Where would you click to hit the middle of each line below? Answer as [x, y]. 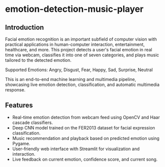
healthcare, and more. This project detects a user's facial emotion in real [79, 50]
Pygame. [21, 143]
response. [15, 90]
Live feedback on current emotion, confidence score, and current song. [85, 159]
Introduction [25, 27]
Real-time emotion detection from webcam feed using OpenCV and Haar [86, 117]
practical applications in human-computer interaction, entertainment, [75, 44]
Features [19, 105]
